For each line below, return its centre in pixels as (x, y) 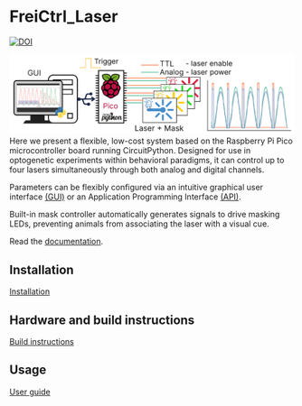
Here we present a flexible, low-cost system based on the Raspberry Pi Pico (151, 141)
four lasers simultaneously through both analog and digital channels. (137, 170)
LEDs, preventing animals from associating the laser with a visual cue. (139, 224)
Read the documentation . (57, 242)
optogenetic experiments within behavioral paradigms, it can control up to (147, 161)
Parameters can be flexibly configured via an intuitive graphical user (137, 188)
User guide (30, 392)
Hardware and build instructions (102, 320)
